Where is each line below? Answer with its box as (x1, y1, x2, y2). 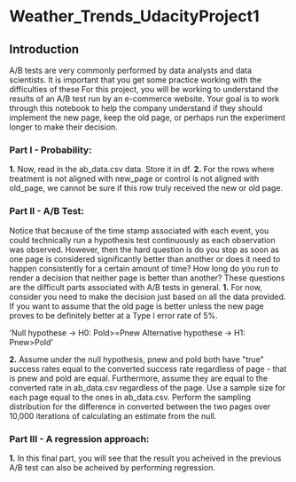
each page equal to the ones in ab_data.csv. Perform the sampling (9, 391, 251, 402)
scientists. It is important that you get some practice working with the (9, 75, 262, 85)
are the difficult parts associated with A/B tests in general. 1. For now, (9, 281, 263, 292)
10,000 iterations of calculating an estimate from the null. (9, 410, 217, 421)
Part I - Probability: (9, 144, 92, 156)
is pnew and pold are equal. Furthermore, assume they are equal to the (9, 373, 269, 383)
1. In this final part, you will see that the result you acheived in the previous (9, 453, 282, 463)
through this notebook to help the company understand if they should (9, 103, 263, 113)
